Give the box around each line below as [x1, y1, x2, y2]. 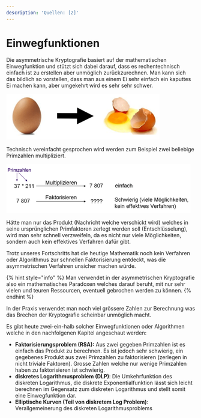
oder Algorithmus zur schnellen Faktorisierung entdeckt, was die [6, 256, 166, 263]
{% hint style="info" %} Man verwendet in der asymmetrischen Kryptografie [6, 274, 195, 281]
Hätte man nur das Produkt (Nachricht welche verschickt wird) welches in [6, 219, 189, 226]
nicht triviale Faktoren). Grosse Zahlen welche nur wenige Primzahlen [14, 360, 187, 367]
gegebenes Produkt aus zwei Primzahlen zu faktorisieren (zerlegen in [14, 353, 187, 360]
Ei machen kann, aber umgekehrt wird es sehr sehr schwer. [6, 82, 153, 89]
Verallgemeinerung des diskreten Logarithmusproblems [14, 404, 153, 411]
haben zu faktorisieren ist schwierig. [14, 366, 105, 374]
